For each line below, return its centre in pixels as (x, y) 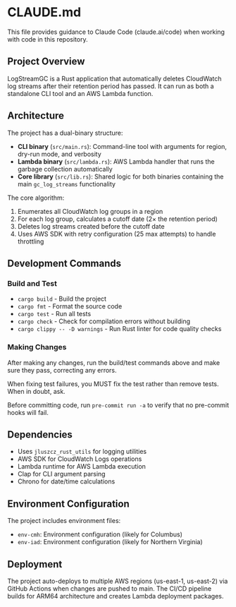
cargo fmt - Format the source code (70, 306)
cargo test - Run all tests (54, 314)
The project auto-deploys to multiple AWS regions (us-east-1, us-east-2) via (118, 581)
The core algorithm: (36, 198)
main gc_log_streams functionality (67, 184)
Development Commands (64, 263)
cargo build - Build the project (62, 299)
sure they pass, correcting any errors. (62, 370)
